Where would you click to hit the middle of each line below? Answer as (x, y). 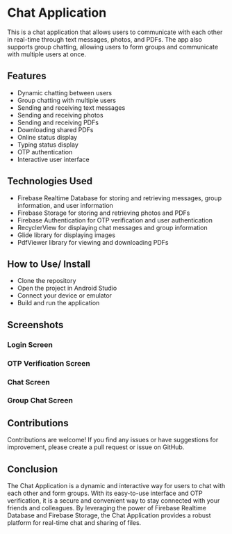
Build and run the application (58, 303)
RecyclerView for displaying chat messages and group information (112, 227)
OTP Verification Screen (49, 363)
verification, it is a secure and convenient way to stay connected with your (114, 501)
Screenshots (35, 325)
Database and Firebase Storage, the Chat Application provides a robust (109, 515)
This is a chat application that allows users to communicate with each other (115, 32)
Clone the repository (47, 281)
